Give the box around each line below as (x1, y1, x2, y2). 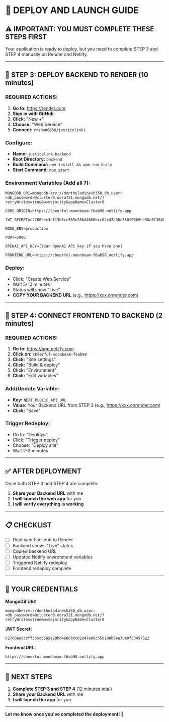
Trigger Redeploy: (5, 420, 50, 427)
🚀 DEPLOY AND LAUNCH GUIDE (5, 5, 139, 16)
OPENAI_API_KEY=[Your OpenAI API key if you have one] (5, 244, 123, 249)
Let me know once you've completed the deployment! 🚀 (5, 711, 124, 717)
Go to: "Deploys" (12, 431, 48, 437)
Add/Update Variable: (5, 385, 59, 392)
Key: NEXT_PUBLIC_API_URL (12, 396, 67, 403)
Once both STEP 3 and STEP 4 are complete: (5, 480, 99, 486)
